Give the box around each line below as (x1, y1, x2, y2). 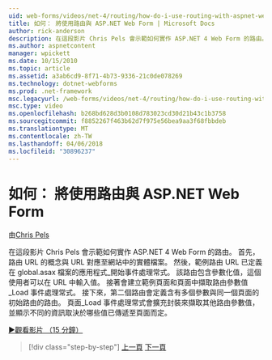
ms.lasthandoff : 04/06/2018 (8, 139, 104, 148)
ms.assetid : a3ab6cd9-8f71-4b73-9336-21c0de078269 (8, 72, 183, 80)
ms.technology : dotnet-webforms (8, 79, 117, 87)
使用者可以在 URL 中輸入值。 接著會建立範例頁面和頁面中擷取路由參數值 (8, 277, 249, 287)
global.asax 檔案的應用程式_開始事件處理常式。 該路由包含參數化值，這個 (17, 268, 261, 277)
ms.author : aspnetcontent (8, 42, 96, 50)
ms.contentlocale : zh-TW (8, 132, 92, 140)
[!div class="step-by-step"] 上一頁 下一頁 (28, 342, 167, 352)
